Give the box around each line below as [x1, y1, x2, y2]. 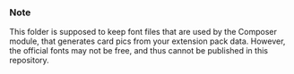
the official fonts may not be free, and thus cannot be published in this [9, 45, 269, 56]
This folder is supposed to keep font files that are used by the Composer [9, 27, 278, 37]
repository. [9, 55, 49, 66]
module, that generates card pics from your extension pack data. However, [9, 36, 286, 46]
